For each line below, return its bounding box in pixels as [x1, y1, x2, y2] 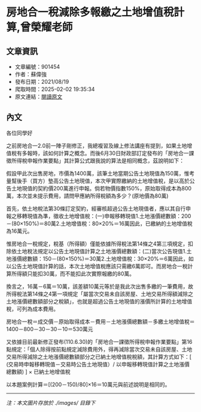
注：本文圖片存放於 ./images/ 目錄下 [6, 399, 96, 406]
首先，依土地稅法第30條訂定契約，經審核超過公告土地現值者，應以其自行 [6, 205, 186, 212]
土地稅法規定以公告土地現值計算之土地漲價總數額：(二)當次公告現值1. [16, 247, 187, 255]
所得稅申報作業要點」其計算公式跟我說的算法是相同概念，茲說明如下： [11, 157, 184, 164]
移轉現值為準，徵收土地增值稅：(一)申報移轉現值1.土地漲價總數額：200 [16, 212, 191, 219]
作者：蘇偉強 [14, 71, 47, 78]
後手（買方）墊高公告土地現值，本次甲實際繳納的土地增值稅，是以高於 [16, 177, 190, 184]
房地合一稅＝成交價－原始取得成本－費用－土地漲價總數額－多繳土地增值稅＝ [6, 318, 195, 325]
